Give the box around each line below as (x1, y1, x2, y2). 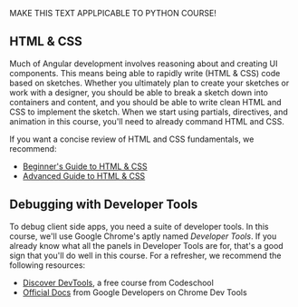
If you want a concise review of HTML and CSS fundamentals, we (9, 134, 255, 144)
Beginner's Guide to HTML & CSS (22, 161, 148, 172)
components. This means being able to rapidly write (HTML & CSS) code (9, 67, 281, 78)
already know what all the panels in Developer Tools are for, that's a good (9, 240, 284, 251)
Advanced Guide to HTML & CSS (22, 170, 146, 181)
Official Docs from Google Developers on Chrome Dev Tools (22, 286, 247, 298)
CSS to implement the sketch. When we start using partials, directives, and (9, 106, 288, 117)
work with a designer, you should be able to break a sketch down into (9, 86, 269, 98)
